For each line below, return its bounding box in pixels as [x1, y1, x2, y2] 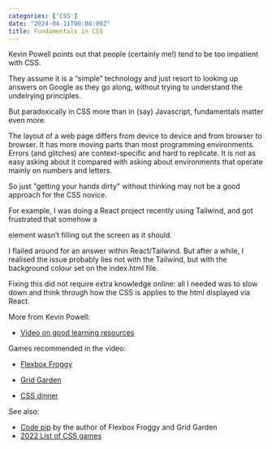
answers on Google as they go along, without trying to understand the [8, 82, 243, 92]
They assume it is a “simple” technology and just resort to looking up [8, 74, 239, 84]
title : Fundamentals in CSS [8, 27, 104, 35]
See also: [8, 407, 40, 416]
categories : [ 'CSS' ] [8, 11, 79, 20]
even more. [8, 116, 46, 125]
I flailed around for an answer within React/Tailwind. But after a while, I [8, 246, 244, 256]
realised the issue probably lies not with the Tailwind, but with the [8, 255, 227, 264]
